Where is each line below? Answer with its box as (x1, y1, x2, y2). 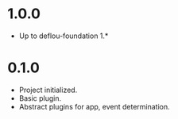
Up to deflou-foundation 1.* (18, 31, 109, 40)
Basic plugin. (18, 93, 62, 103)
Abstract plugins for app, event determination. (18, 102, 170, 111)
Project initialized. (18, 85, 78, 94)
